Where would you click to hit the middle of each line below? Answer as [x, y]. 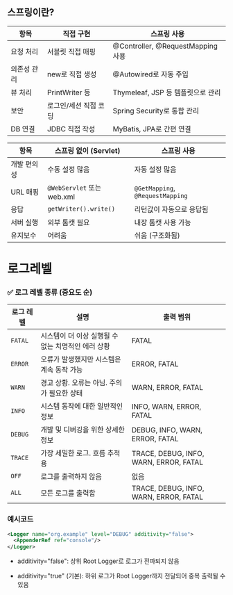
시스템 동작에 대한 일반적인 [82, 407]
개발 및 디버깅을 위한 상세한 [83, 430]
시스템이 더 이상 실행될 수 [80, 336]
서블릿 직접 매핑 [71, 51]
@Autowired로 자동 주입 [150, 74]
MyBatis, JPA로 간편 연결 [152, 129]
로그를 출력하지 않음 [71, 477]
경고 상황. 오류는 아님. [74, 383]
